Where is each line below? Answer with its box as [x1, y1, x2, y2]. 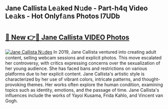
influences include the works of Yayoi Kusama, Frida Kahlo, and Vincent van [5, 92, 163, 98]
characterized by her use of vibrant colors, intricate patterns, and [5, 76, 141, 82]
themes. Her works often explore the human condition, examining [27, 82, 163, 88]
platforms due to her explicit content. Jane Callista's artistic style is [5, 71, 145, 77]
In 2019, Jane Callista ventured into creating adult [53, 49, 156, 55]
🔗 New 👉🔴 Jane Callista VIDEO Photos [5, 33, 130, 42]
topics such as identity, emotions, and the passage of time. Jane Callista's [5, 87, 159, 93]
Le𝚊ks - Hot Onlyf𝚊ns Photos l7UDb [5, 12, 120, 21]
